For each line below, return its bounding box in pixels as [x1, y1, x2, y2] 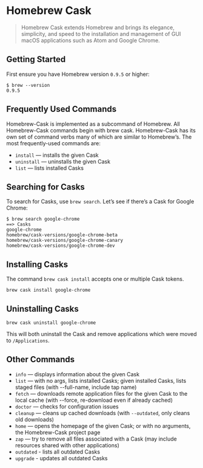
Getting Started [6, 54, 66, 64]
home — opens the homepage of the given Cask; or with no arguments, [15, 422, 191, 429]
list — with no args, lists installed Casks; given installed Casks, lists [15, 377, 187, 384]
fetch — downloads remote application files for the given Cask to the [15, 390, 188, 397]
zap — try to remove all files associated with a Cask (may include [15, 435, 177, 442]
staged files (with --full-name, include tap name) [15, 384, 137, 391]
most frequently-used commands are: [6, 139, 101, 146]
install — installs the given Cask [15, 151, 99, 159]
